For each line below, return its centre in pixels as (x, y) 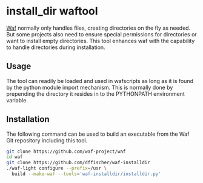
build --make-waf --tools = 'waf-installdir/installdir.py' (87, 174)
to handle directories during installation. (56, 47)
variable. (17, 100)
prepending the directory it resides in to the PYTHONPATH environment (95, 94)
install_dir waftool (52, 11)
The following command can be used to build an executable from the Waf (98, 134)
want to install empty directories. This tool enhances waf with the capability (101, 41)
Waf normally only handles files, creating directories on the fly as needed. (98, 28)
